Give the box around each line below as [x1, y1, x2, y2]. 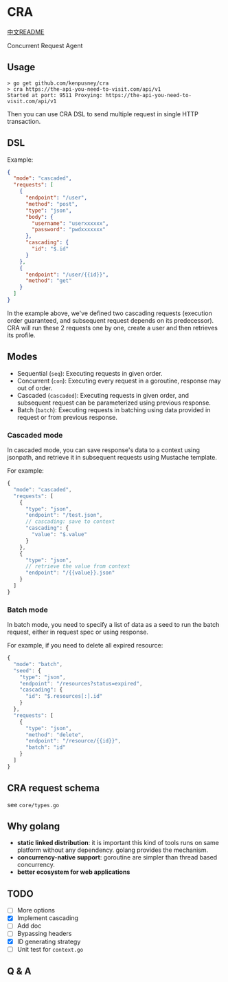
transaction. [7, 117, 41, 125]
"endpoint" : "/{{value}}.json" [25, 569, 115, 577]
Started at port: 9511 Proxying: [7, 92, 103, 98]
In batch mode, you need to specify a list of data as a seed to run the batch [7, 621, 220, 629]
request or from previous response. [16, 413, 118, 421]
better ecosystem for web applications [16, 868, 130, 876]
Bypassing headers [16, 930, 72, 938]
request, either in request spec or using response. [7, 628, 149, 637]
